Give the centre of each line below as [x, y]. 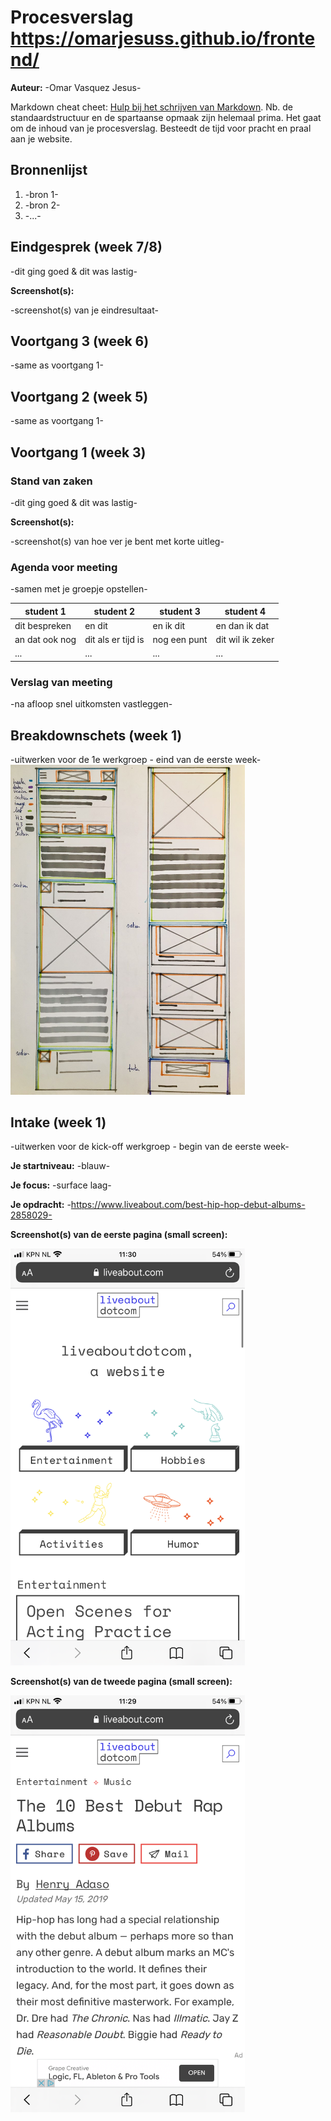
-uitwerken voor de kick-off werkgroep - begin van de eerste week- [150, 1147]
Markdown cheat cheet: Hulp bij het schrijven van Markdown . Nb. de [151, 107]
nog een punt [180, 640]
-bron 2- [42, 205]
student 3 [180, 611]
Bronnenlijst [49, 170]
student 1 [45, 611]
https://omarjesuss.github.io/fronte [163, 38]
